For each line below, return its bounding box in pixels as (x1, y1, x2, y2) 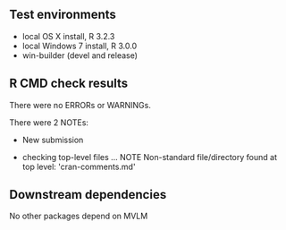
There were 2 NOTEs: (9, 116, 89, 128)
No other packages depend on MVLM (9, 210, 148, 222)
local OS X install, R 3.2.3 (21, 30, 115, 41)
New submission (21, 134, 84, 145)
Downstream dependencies (9, 187, 167, 202)
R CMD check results (9, 76, 129, 91)
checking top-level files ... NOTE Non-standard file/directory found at (21, 151, 277, 162)
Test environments (9, 7, 116, 22)
